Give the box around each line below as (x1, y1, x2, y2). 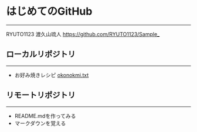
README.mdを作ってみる (14, 112, 76, 119)
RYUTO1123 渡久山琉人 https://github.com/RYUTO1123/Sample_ (6, 30, 160, 37)
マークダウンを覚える (14, 120, 66, 127)
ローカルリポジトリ (6, 50, 76, 60)
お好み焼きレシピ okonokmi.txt (14, 71, 89, 78)
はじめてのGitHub (6, 5, 93, 18)
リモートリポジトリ (6, 91, 76, 100)
